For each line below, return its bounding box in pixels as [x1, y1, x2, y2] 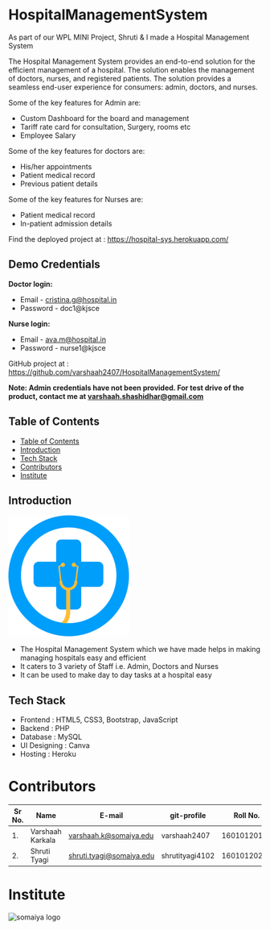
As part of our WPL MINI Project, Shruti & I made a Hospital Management [8, 32, 250, 42]
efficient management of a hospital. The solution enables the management [8, 64, 255, 74]
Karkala [31, 835, 56, 845]
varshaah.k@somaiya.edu [67, 831, 154, 841]
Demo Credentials [8, 258, 100, 272]
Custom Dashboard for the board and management [19, 113, 190, 122]
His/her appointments [19, 161, 92, 171]
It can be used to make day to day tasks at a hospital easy [19, 671, 213, 680]
